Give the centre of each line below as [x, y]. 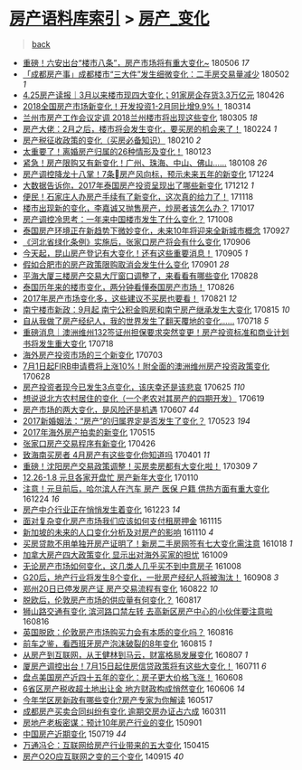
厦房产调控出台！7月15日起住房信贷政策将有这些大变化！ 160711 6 [144, 666]
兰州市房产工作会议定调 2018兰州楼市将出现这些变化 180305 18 [140, 117]
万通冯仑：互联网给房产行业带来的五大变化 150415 [116, 745]
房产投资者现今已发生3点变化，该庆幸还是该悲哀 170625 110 [134, 387]
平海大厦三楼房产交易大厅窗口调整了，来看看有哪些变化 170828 [140, 276]
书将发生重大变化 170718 [68, 343]
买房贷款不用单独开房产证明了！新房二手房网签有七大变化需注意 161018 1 [157, 543]
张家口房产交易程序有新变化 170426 [89, 443]
